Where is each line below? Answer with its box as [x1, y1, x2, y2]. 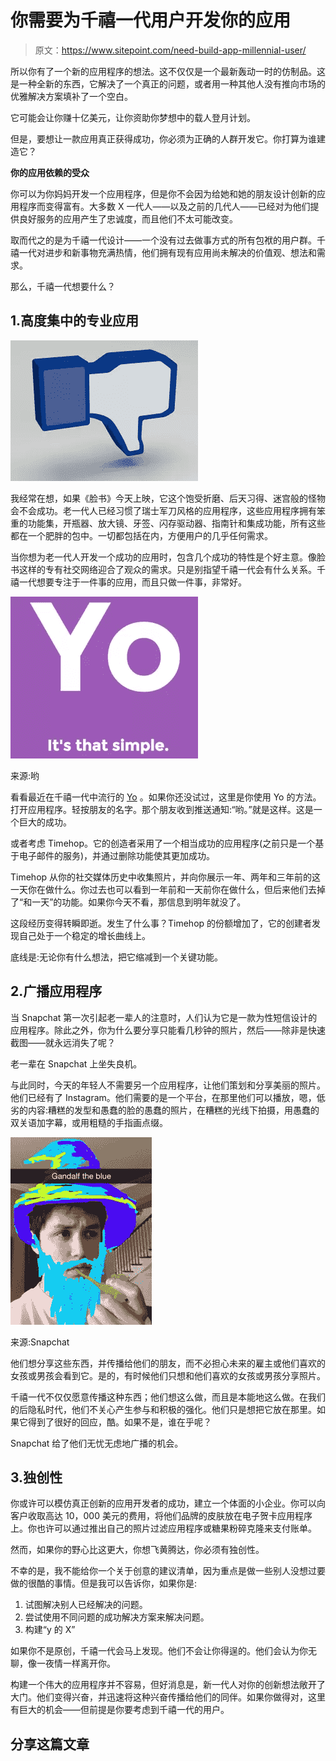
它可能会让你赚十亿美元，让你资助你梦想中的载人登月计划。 [10, 111, 256, 123]
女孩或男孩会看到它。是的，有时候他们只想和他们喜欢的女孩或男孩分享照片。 [10, 1369, 326, 1381]
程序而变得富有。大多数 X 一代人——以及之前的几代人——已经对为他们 [18, 200, 311, 212]
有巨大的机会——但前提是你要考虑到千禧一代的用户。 [10, 1704, 230, 1716]
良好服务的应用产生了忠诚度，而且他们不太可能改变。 [18, 212, 238, 225]
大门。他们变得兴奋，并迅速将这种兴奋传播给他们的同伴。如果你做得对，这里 [10, 1691, 326, 1703]
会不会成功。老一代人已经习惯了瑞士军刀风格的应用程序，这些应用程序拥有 [10, 504, 317, 516]
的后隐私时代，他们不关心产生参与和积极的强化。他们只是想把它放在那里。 [10, 1403, 317, 1415]
